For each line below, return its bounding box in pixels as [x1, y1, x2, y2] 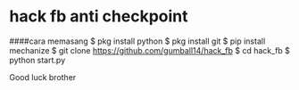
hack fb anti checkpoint [9, 6, 189, 27]
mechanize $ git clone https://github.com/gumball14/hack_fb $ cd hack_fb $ [9, 45, 290, 55]
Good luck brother [9, 71, 77, 82]
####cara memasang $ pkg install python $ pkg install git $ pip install [9, 36, 266, 46]
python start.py [9, 54, 66, 65]
